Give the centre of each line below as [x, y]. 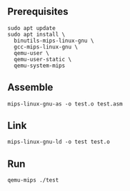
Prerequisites [38, 12]
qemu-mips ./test [33, 180]
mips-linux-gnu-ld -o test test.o [59, 142]
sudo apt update [31, 28]
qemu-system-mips [40, 66]
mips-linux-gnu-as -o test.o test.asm [65, 104]
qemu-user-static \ [43, 59]
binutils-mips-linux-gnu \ [54, 41]
